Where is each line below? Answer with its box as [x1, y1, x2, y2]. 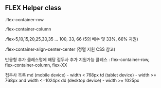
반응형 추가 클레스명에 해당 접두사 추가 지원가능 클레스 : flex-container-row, [5, 57, 150, 62]
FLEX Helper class [5, 4, 62, 12]
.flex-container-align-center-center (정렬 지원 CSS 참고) [5, 46, 116, 52]
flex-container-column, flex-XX [5, 62, 67, 68]
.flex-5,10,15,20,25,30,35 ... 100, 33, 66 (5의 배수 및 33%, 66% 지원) [5, 36, 139, 42]
